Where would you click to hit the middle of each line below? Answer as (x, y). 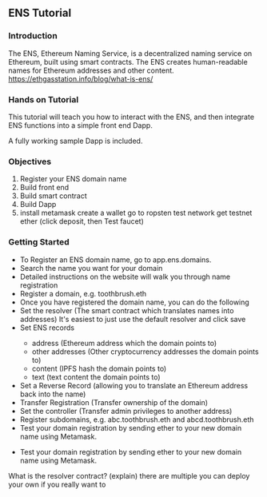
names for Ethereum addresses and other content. (91, 70)
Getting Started (39, 242)
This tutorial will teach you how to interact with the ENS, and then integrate (131, 117)
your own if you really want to (57, 484)
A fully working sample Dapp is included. (76, 141)
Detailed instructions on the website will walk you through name (125, 276)
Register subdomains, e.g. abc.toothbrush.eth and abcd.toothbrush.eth (137, 419)
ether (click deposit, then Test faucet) (82, 221)
